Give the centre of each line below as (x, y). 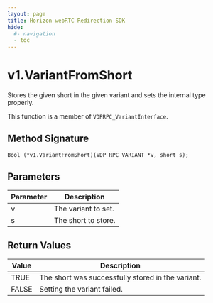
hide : (15, 27)
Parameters (34, 177)
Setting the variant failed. (81, 289)
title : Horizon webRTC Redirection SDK (66, 21)
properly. (21, 103)
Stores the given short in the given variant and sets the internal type (106, 95)
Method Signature (48, 139)
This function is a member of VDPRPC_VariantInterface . (88, 116)
